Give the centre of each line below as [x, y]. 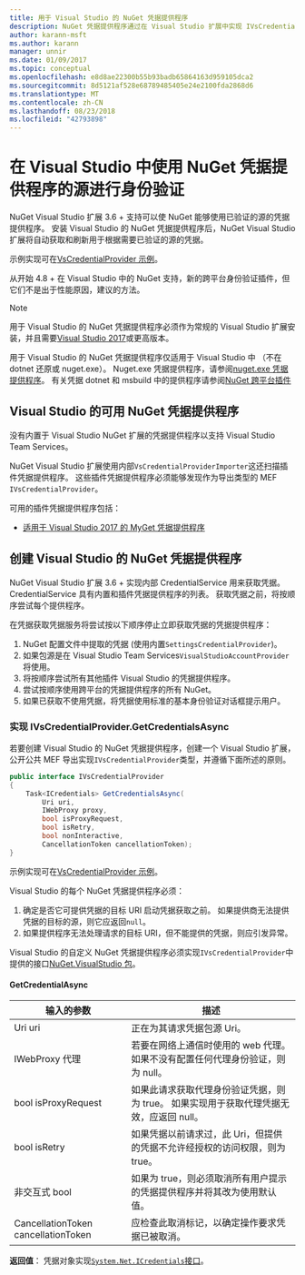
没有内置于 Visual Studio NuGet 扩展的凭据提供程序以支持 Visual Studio [142, 435]
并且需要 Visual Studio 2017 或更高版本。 [99, 339]
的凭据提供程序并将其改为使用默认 [204, 1191]
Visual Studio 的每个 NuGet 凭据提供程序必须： [97, 890]
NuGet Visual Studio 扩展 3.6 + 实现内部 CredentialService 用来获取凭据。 [148, 582]
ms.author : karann [44, 43]
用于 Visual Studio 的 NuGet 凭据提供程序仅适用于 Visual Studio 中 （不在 [146, 358]
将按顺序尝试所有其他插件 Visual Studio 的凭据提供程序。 [129, 678]
